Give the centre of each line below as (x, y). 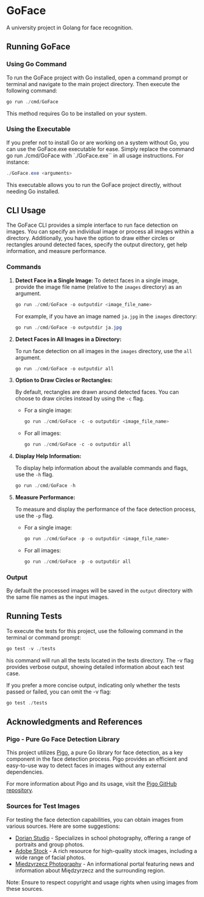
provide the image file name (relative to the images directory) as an (98, 287)
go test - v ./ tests (31, 648)
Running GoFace (38, 47)
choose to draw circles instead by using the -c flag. (79, 398)
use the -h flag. (34, 475)
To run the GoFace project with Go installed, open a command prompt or (97, 78)
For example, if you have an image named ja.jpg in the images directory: (106, 316)
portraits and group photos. (50, 844)
